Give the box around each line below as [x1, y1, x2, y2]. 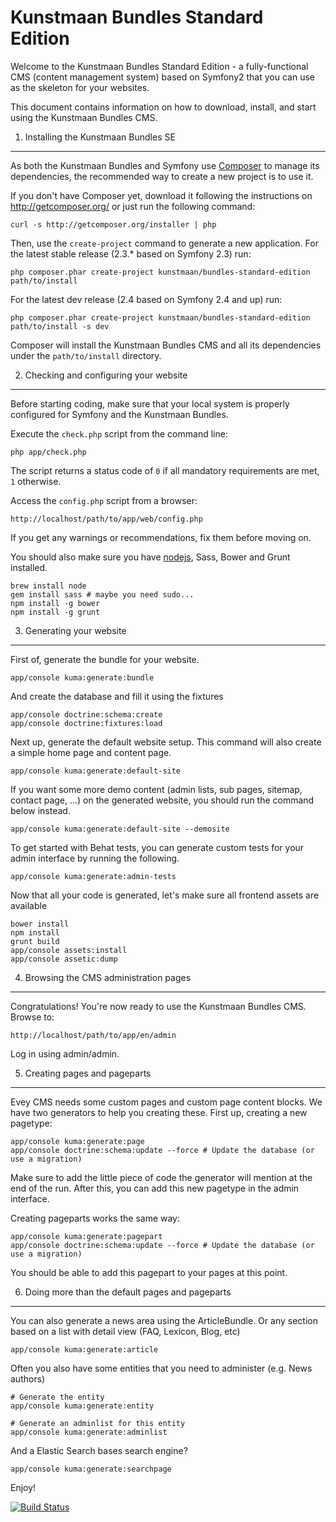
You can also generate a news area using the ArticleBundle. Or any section [10, 1314, 318, 1326]
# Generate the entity [10, 1392, 105, 1402]
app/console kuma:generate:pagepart [10, 1231, 163, 1241]
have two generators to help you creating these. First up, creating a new [10, 1106, 308, 1118]
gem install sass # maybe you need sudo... [10, 589, 195, 600]
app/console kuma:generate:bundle [10, 672, 155, 683]
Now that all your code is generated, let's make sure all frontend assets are [10, 889, 320, 901]
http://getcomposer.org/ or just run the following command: [10, 200, 256, 212]
